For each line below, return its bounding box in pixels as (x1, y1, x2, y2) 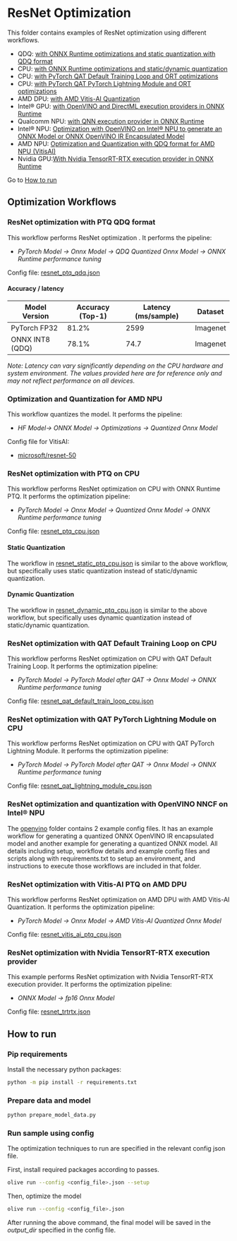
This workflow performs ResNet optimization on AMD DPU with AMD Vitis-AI (7, 895, 230, 904)
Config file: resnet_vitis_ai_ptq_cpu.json (7, 930, 122, 939)
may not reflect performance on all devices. (7, 376, 135, 385)
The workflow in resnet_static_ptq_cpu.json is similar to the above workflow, (7, 559, 229, 568)
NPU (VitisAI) (17, 147, 56, 155)
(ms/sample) (135, 311, 179, 320)
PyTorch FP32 (11, 323, 59, 332)
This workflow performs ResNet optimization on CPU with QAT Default (7, 654, 212, 663)
